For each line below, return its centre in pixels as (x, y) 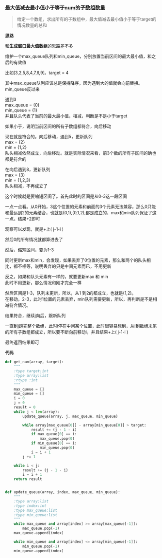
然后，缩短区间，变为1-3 (30, 250)
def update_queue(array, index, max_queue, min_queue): (63, 492)
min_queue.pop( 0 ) (57, 448)
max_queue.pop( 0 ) (57, 439)
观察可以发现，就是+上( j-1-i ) (34, 229)
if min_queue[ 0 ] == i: (54, 443)
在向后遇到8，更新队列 (28, 169)
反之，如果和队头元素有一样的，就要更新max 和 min (57, 277)
